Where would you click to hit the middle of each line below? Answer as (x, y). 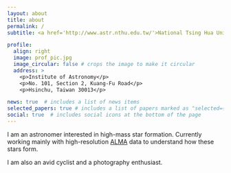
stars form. (23, 149)
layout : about (27, 13)
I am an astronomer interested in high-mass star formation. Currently (104, 134)
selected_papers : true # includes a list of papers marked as (98, 108)
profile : (20, 45)
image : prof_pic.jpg (43, 58)
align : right (32, 51)
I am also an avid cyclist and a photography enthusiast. (85, 162)
